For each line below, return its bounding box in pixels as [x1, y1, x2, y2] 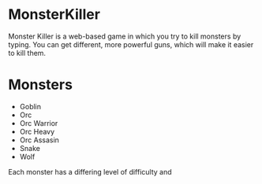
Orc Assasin [19, 135, 59, 145]
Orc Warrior [19, 118, 58, 127]
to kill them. [8, 48, 46, 57]
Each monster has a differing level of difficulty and [8, 167, 172, 176]
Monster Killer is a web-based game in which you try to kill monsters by [8, 31, 241, 41]
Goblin [19, 101, 42, 111]
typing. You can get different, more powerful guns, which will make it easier [8, 39, 254, 49]
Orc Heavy [19, 127, 55, 136]
